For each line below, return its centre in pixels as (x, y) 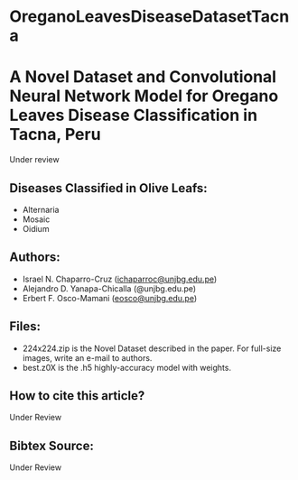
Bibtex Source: (52, 445)
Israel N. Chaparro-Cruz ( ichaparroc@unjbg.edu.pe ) (120, 279)
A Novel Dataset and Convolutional (143, 77)
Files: (25, 327)
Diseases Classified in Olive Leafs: (108, 188)
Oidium (36, 228)
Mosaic (36, 219)
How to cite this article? (77, 396)
